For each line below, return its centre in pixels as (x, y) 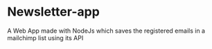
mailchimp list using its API (45, 37)
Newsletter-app (54, 12)
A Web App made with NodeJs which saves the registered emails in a (106, 31)
